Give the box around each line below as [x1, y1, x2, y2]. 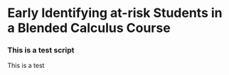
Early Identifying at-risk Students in [7, 5, 223, 21]
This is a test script [7, 45, 75, 55]
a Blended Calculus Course [7, 20, 171, 36]
